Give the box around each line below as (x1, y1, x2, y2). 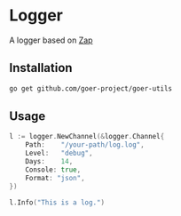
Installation (9, 60, 73, 76)
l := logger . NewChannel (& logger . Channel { (9, 132, 165, 141)
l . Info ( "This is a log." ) (9, 197, 105, 207)
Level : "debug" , (25, 148, 93, 158)
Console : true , (25, 165, 82, 174)
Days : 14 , (25, 157, 74, 166)
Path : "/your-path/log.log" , (25, 140, 145, 149)
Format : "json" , (25, 173, 86, 182)
